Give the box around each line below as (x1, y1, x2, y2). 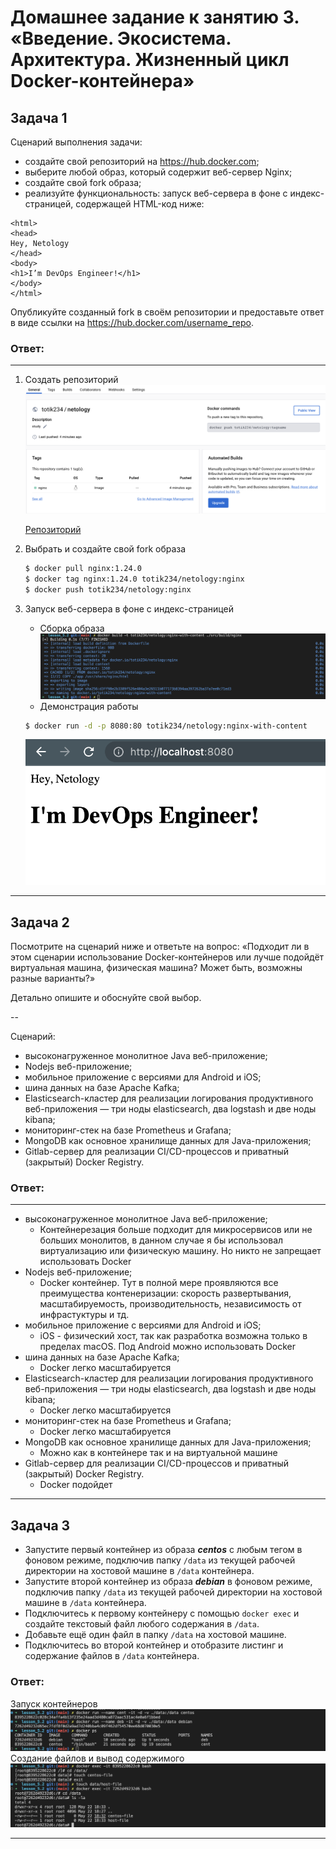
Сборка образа (39, 622, 105, 634)
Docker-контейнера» (10, 70, 195, 93)
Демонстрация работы (39, 700, 139, 712)
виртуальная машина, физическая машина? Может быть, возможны (10, 962, 303, 974)
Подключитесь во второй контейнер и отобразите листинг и (24, 1639, 284, 1651)
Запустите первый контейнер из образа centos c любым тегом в (24, 1544, 303, 1556)
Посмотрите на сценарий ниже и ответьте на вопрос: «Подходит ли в (10, 941, 310, 953)
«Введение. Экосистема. (10, 27, 232, 50)
